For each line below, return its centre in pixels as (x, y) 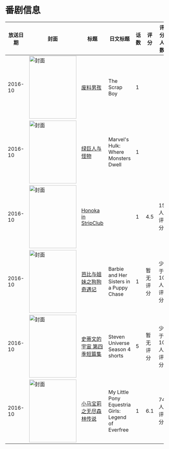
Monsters (119, 158)
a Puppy (118, 288)
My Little (119, 392)
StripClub (93, 223)
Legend (117, 417)
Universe (119, 343)
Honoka (91, 210)
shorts (116, 355)
